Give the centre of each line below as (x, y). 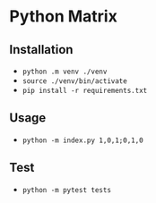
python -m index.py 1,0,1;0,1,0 (82, 140)
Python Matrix (64, 17)
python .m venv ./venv (65, 72)
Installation (41, 50)
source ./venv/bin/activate (74, 81)
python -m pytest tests (67, 190)
